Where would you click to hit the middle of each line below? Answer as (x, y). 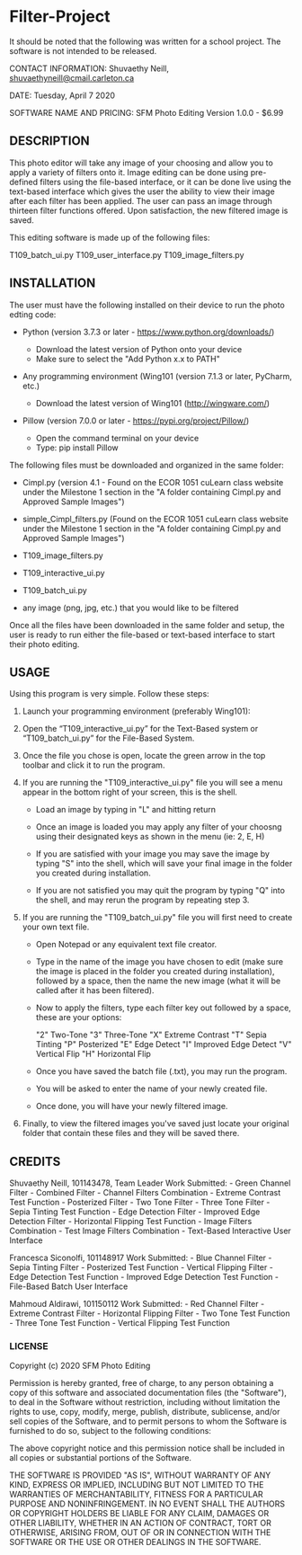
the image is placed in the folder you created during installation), (155, 972)
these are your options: (79, 1017)
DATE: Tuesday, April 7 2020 (62, 95)
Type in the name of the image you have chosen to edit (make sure (160, 962)
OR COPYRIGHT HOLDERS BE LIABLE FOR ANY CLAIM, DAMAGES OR (139, 1514)
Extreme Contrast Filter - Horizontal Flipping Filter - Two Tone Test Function (150, 1313)
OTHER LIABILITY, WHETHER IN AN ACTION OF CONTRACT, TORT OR (140, 1523)
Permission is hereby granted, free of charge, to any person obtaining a (142, 1383)
